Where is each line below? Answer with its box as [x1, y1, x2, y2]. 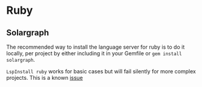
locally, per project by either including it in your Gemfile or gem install [6, 50, 183, 57]
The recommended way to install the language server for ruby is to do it [6, 43, 185, 50]
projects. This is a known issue [6, 74, 83, 81]
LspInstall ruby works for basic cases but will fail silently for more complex [6, 68, 197, 75]
